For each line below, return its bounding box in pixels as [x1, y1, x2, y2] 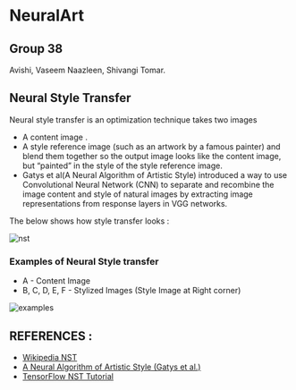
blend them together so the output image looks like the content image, [21, 150, 282, 161]
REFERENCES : [9, 328, 93, 343]
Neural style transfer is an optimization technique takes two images [9, 114, 258, 125]
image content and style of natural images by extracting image [21, 189, 253, 199]
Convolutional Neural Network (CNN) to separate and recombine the [21, 179, 275, 190]
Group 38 [9, 41, 63, 56]
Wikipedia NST [21, 352, 78, 362]
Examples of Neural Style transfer [9, 255, 159, 267]
